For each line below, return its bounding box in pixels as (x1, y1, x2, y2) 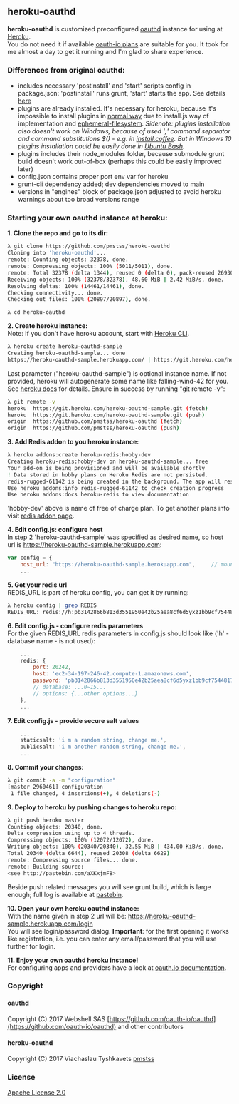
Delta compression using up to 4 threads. (7, 830, 135, 837)
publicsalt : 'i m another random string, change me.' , (20, 743, 186, 751)
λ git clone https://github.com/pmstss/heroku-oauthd (7, 242, 171, 250)
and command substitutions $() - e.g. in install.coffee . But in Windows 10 (17, 135, 232, 143)
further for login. (7, 941, 55, 951)
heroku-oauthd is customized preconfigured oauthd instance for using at (7, 24, 223, 33)
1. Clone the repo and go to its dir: (7, 229, 109, 237)
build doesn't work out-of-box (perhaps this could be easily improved (17, 157, 222, 166)
